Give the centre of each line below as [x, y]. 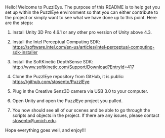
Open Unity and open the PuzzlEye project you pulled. [67, 101]
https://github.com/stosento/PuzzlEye [51, 82]
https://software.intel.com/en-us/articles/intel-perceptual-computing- [83, 47]
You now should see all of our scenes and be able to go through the [81, 110]
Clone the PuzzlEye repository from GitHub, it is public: [68, 76]
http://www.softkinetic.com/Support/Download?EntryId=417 [73, 67]
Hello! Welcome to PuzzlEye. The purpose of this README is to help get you [82, 7]
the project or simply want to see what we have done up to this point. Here [81, 17]
